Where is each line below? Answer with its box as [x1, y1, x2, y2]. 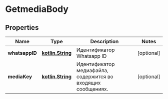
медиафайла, [76, 67, 108, 74]
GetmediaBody [5, 3, 69, 15]
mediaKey [7, 73, 32, 80]
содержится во [76, 73, 113, 80]
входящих [76, 80, 101, 86]
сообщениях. [76, 86, 108, 93]
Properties [5, 23, 39, 32]
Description [90, 38, 119, 45]
